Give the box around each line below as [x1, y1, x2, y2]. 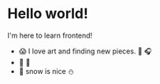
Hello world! [7, 5, 88, 23]
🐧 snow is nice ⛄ [18, 66, 75, 75]
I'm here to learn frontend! [7, 31, 93, 40]
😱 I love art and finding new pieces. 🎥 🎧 [18, 46, 153, 56]
